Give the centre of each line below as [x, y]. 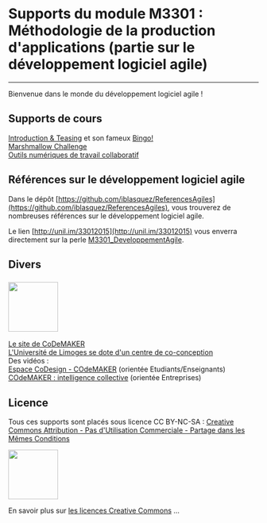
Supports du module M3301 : [106, 14]
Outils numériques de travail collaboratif [74, 155]
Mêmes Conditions [39, 439]
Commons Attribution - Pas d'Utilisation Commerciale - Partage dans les [127, 430]
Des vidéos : [29, 361]
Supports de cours [55, 119]
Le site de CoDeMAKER [47, 344]
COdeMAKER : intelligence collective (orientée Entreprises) [105, 378]
